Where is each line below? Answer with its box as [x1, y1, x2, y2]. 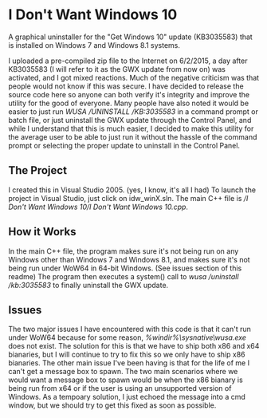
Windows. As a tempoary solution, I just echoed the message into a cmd [8, 392, 245, 402]
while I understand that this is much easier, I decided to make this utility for [8, 124, 254, 133]
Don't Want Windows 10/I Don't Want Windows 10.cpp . [8, 202, 189, 211]
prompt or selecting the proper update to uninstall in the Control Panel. [8, 140, 241, 150]
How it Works [8, 225, 77, 239]
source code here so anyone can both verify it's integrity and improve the [8, 89, 249, 99]
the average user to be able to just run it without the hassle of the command [8, 132, 257, 141]
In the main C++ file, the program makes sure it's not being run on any [8, 246, 239, 256]
